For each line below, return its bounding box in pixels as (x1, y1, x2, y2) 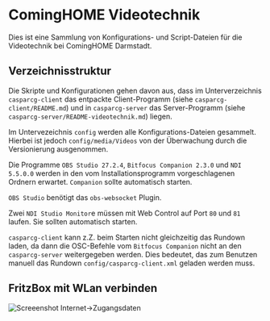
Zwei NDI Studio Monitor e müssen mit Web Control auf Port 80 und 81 (8, 208, 241, 218)
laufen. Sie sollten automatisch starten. (8, 216, 138, 227)
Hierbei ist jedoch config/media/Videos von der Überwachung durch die (8, 135, 247, 145)
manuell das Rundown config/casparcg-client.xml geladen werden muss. (8, 258, 255, 268)
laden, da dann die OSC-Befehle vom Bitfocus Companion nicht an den (8, 240, 242, 251)
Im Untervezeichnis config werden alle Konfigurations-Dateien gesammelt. (8, 127, 256, 136)
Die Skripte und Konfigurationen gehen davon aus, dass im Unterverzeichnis (8, 85, 262, 95)
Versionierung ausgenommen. (8, 144, 109, 154)
